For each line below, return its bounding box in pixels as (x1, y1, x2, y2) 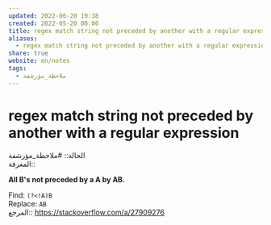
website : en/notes (8, 57, 70, 65)
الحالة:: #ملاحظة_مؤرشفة (8, 150, 85, 160)
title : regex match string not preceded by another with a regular (8, 27, 240, 35)
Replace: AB (8, 198, 47, 208)
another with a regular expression (8, 123, 240, 142)
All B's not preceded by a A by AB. (8, 174, 125, 184)
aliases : (8, 34, 38, 43)
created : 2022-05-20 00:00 (8, 19, 99, 27)
